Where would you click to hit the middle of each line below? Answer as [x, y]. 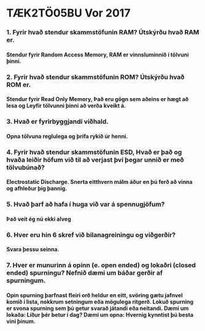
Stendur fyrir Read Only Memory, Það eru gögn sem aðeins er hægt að [98, 99]
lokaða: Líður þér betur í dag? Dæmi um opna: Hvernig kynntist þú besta [100, 314]
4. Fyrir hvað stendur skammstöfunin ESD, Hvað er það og [94, 152]
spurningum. [26, 281]
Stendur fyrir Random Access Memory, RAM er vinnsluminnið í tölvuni [98, 55]
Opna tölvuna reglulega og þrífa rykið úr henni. [67, 136]
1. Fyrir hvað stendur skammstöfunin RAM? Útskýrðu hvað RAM [103, 32]
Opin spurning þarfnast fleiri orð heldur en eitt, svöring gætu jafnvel [95, 295]
